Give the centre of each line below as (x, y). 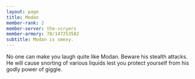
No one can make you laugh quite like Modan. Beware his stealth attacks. (97, 57)
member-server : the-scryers (42, 28)
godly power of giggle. (34, 69)
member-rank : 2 (25, 23)
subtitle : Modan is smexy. (40, 39)
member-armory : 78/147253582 (43, 34)
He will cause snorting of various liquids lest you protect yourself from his (98, 63)
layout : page (23, 12)
